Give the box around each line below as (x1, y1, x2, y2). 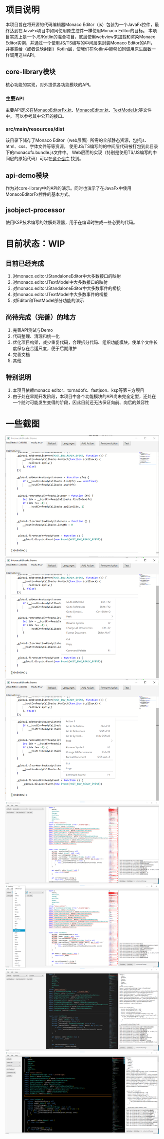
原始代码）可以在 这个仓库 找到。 (18, 156, 84, 162)
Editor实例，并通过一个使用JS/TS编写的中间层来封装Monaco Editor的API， (5, 40, 155, 45)
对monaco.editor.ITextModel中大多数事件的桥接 (12, 291, 108, 297)
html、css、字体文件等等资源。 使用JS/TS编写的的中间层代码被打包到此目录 (5, 144, 159, 149)
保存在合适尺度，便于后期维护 (17, 345, 77, 351)
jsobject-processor (5, 206, 65, 214)
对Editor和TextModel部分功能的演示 (12, 297, 84, 303)
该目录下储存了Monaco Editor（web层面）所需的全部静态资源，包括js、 (5, 137, 149, 143)
